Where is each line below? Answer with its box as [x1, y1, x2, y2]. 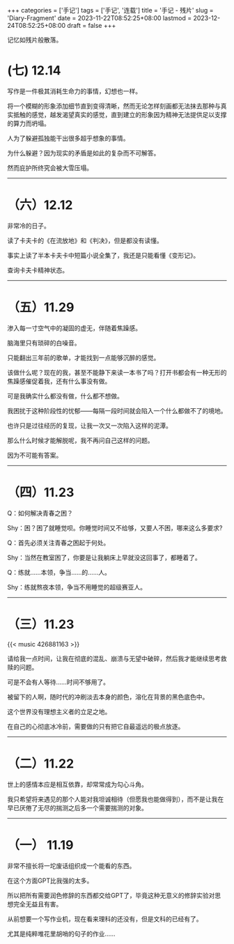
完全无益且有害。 [13, 899, 63, 908]
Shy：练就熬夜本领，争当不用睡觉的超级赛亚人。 [7, 582, 146, 591]
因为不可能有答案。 [7, 451, 63, 459]
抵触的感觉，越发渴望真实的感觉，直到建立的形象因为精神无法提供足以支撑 [13, 110, 227, 118]
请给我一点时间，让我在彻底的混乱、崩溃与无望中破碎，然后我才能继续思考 [7, 654, 221, 663]
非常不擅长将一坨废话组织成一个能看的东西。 [7, 861, 136, 869]
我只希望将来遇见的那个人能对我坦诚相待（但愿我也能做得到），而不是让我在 [7, 795, 224, 803]
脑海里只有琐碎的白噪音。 [7, 339, 81, 347]
